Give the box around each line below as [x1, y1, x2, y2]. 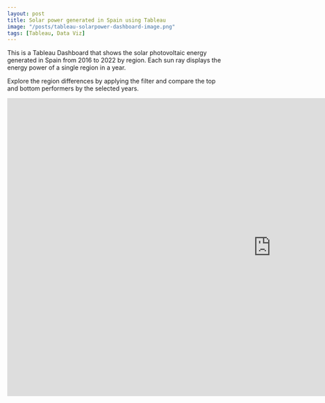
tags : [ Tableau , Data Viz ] [7, 29, 85, 37]
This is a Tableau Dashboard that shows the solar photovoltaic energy [7, 49, 207, 57]
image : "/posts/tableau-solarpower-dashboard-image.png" [7, 23, 176, 30]
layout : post [7, 10, 45, 17]
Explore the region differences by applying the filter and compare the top [7, 77, 216, 86]
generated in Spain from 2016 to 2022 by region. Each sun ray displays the [7, 56, 222, 65]
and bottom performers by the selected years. [7, 84, 139, 93]
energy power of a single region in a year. [7, 63, 126, 72]
